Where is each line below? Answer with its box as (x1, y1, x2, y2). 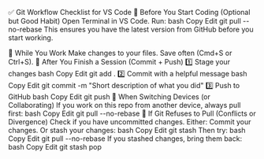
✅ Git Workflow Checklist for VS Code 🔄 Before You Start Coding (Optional (8, 8, 251, 17)
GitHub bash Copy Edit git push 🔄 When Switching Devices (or (8, 92, 211, 102)
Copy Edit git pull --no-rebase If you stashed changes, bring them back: (8, 134, 243, 143)
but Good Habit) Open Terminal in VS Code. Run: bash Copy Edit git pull (8, 17, 242, 25)
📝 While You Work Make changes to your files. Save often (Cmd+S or (8, 48, 232, 57)
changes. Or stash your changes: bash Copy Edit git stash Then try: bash (8, 126, 246, 135)
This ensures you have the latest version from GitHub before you (43, 24, 254, 34)
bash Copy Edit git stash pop (8, 142, 102, 151)
